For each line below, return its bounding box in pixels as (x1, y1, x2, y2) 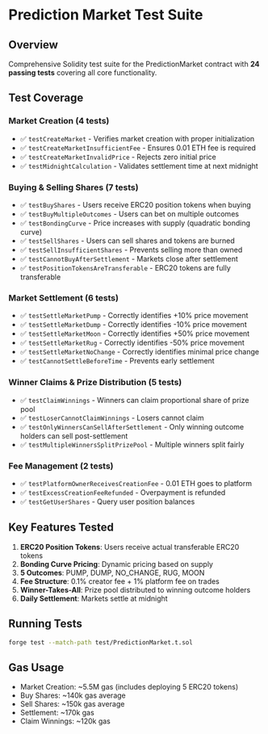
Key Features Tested (8, 521, 115, 535)
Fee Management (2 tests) (8, 460, 115, 472)
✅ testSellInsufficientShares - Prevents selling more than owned (19, 245, 243, 254)
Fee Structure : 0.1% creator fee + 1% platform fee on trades (19, 576, 220, 586)
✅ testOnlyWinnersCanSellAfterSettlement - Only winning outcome (19, 422, 245, 431)
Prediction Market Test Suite (8, 6, 203, 24)
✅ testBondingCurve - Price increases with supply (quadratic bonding (19, 218, 251, 228)
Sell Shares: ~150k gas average (19, 699, 125, 709)
